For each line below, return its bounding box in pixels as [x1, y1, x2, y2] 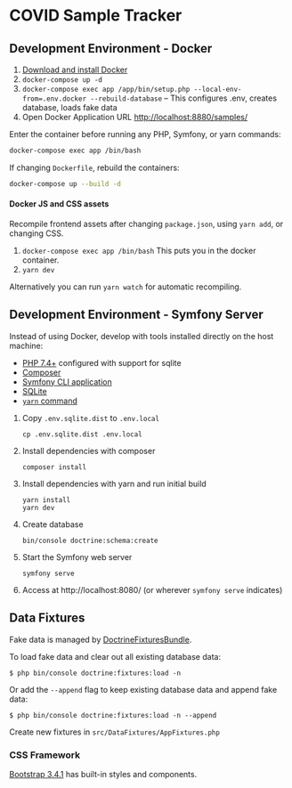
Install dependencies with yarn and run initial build [21, 478, 207, 489]
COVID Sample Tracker [9, 5, 182, 26]
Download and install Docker [21, 64, 128, 75]
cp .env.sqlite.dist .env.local [21, 429, 142, 439]
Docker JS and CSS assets [9, 199, 109, 209]
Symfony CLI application [21, 376, 113, 387]
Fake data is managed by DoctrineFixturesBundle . [9, 634, 192, 645]
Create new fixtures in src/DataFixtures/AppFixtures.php [9, 727, 221, 737]
